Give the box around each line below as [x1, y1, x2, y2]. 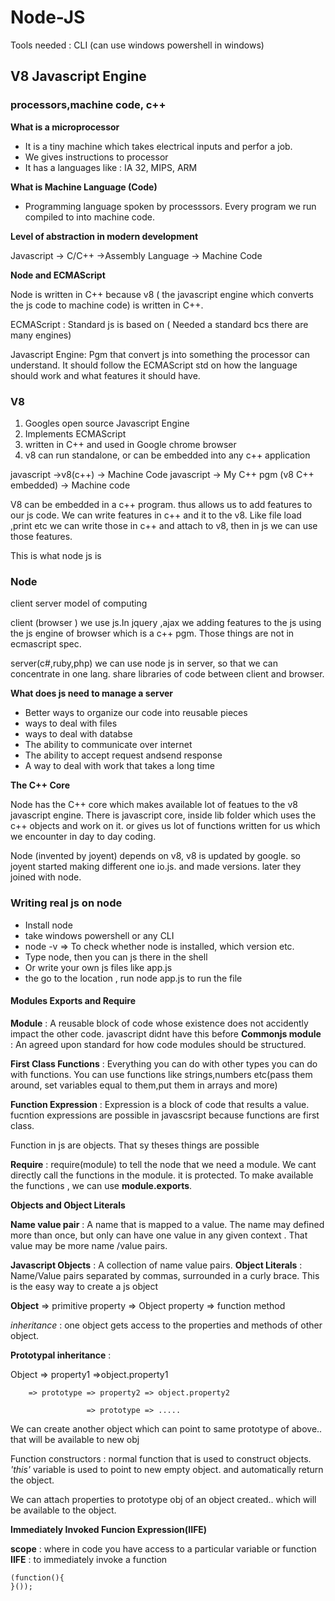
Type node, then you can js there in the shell [24, 951, 208, 963]
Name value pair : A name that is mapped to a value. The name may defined [10, 1218, 325, 1230]
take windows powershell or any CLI [24, 929, 175, 941]
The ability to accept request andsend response [24, 749, 223, 761]
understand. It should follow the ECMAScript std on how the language [10, 359, 298, 371]
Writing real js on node [10, 896, 123, 910]
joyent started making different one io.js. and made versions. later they [10, 861, 302, 873]
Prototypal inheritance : [10, 1349, 112, 1361]
